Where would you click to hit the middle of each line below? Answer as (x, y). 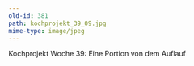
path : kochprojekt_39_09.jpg (57, 23)
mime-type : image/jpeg (46, 31)
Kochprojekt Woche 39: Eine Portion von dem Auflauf (97, 54)
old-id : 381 (28, 16)
